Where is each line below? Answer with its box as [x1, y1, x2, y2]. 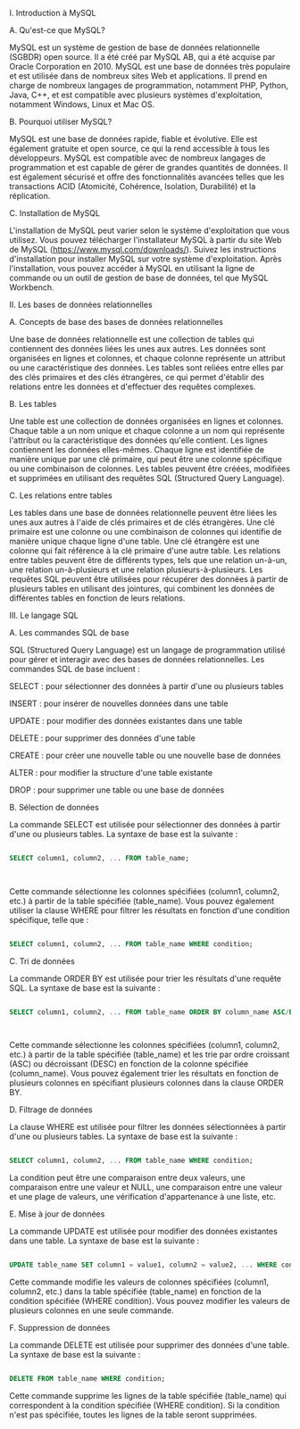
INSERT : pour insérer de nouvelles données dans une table [9, 698, 229, 709]
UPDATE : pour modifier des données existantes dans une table [9, 716, 243, 726]
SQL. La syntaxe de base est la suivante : [9, 982, 161, 993]
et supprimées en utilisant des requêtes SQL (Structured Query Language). [9, 473, 286, 483]
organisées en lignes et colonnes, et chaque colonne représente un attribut [9, 353, 286, 363]
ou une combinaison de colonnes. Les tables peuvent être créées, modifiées [9, 463, 290, 474]
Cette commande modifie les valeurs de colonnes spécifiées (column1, [9, 1276, 270, 1288]
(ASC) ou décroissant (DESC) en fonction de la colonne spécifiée [9, 1059, 248, 1069]
